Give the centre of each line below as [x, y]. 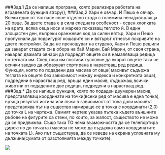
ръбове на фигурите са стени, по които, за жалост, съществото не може [82, 117]
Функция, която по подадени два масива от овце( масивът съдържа [77, 70]
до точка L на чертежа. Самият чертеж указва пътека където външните [81, 112]
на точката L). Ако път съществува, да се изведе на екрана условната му [82, 133]
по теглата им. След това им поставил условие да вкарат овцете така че [82, 59]
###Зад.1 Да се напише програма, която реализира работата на [73, 7]
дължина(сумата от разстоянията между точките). [58, 138]
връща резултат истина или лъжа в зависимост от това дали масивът [79, 101]
